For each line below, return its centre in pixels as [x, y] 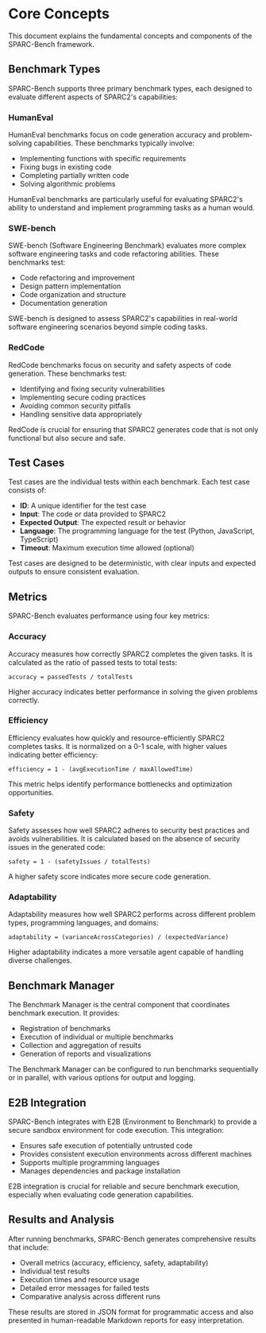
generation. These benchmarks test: [67, 373]
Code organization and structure [73, 295]
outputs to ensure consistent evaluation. [74, 572]
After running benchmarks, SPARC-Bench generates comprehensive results [132, 1238]
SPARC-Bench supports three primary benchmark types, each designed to [130, 88]
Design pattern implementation [70, 286]
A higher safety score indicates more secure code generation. [110, 877]
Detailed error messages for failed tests [84, 1288]
